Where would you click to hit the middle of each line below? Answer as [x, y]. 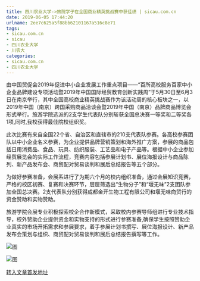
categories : [21, 56]
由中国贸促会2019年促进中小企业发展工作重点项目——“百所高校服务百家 [94, 85]
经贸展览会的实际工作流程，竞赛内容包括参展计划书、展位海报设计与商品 [95, 157]
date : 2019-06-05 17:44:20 [40, 17]
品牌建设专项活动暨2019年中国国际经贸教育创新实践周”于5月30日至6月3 [105, 92]
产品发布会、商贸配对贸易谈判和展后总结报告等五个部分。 [92, 164]
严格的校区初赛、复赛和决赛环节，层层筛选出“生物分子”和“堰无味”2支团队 [96, 185]
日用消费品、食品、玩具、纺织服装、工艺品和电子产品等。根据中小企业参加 [102, 149]
